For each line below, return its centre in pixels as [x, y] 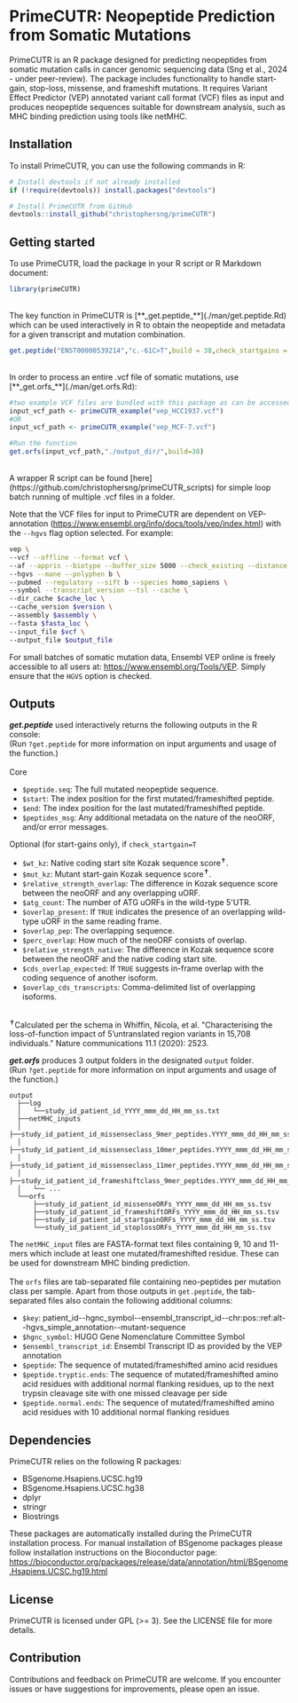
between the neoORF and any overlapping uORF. [111, 893]
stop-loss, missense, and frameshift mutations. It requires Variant [149, 88]
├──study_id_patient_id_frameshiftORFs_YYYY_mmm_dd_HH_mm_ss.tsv [156, 1212]
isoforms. [39, 997]
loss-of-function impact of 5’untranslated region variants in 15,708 [130, 1034]
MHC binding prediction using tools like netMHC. [98, 116]
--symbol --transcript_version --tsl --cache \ [99, 591]
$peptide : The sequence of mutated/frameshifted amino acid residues [150, 1365]
